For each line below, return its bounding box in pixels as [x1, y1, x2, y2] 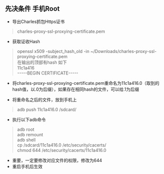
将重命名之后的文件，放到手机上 [12, 97, 77, 102]
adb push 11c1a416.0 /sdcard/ [17, 106, 77, 112]
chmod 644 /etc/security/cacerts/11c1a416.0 [17, 147, 107, 153]
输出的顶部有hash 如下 [21, 59, 67, 65]
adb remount [17, 131, 43, 137]
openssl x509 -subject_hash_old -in [17, 48, 90, 54]
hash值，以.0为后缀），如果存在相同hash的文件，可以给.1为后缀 [12, 86, 140, 92]
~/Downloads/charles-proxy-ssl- [90, 48, 157, 54]
